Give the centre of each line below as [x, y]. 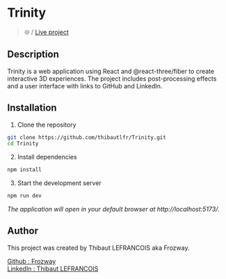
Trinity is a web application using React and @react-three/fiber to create [111, 71]
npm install [24, 170]
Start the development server [59, 183]
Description [33, 55]
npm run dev [24, 196]
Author [23, 231]
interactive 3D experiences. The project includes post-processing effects [112, 79]
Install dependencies [47, 157]
